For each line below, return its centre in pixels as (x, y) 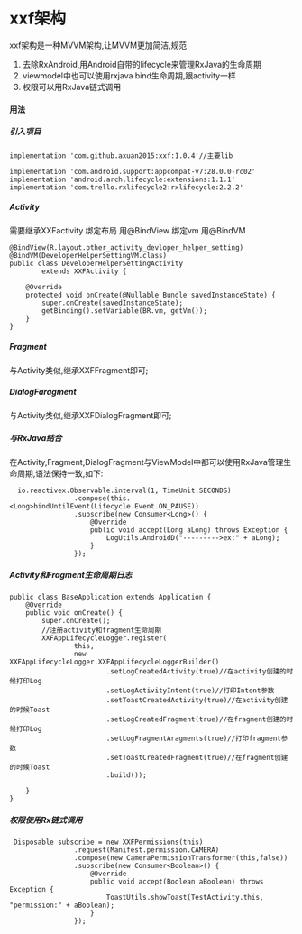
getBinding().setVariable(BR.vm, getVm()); (124, 311)
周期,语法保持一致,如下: (60, 473)
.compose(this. (102, 499)
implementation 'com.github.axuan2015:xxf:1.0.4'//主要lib (121, 156)
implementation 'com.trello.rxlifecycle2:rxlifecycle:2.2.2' (127, 187)
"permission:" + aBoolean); (62, 906)
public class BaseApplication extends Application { (110, 597)
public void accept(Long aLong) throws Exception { (189, 530)
